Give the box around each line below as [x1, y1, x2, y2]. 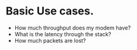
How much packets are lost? [14, 37, 86, 44]
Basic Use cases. [5, 4, 94, 18]
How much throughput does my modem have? [14, 24, 132, 31]
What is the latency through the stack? [14, 30, 111, 37]
